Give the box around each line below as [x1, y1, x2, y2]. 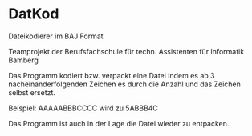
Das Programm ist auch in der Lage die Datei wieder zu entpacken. [8, 118, 230, 128]
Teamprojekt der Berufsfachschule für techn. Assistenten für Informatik [8, 46, 245, 56]
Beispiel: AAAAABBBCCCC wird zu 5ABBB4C [8, 103, 159, 113]
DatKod [8, 5, 59, 23]
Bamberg [8, 55, 39, 65]
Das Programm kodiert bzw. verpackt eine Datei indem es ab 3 [8, 70, 215, 80]
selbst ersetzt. [8, 87, 56, 97]
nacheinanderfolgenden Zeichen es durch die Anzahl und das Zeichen [8, 79, 241, 89]
